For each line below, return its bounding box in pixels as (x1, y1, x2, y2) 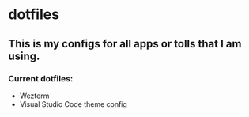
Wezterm (19, 91, 50, 100)
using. (8, 49, 40, 62)
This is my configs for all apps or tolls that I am (8, 37, 242, 51)
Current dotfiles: (8, 73, 74, 84)
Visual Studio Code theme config (19, 99, 128, 108)
